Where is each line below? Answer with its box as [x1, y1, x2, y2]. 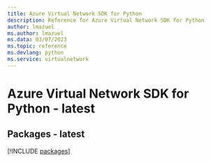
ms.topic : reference [7, 43, 68, 50]
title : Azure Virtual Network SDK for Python [7, 10, 142, 17]
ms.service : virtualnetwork [7, 56, 89, 63]
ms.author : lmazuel [7, 29, 64, 37]
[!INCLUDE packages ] [7, 147, 71, 155]
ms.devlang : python [7, 50, 64, 57]
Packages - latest [7, 128, 85, 140]
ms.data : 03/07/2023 [7, 36, 68, 43]
